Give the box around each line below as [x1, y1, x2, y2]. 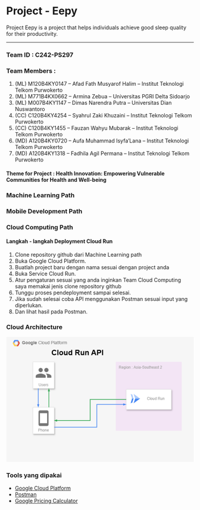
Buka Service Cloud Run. [14, 270, 76, 277]
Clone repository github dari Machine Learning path [14, 251, 142, 258]
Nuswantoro [14, 105, 45, 113]
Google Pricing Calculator [14, 497, 79, 505]
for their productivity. [6, 30, 58, 37]
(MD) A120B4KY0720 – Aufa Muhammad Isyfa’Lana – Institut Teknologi [14, 137, 189, 144]
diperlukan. [14, 301, 43, 309]
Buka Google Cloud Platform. [14, 257, 86, 265]
